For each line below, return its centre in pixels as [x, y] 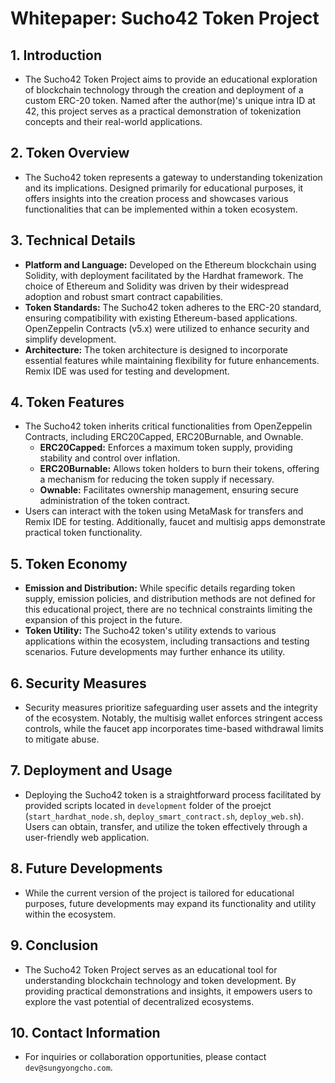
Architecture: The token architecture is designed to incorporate [156, 349]
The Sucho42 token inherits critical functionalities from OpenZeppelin [168, 426]
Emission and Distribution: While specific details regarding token [160, 588]
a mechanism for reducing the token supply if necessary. [157, 479]
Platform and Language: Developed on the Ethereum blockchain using [170, 264]
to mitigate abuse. [62, 739]
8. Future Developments [86, 868]
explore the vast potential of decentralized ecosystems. [139, 1001]
